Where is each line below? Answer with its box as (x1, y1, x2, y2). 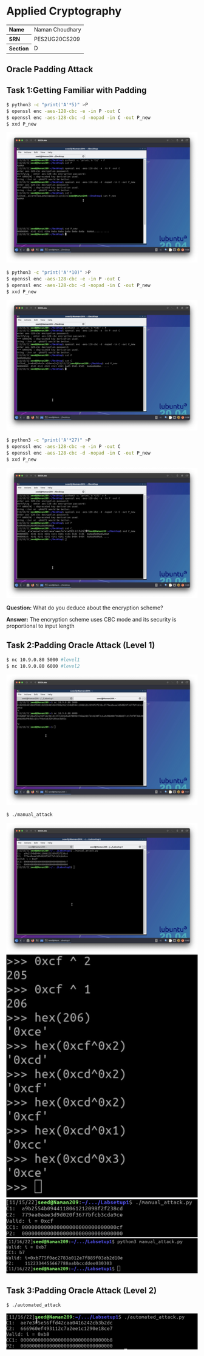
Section (8, 45, 29, 52)
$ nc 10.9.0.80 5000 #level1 (6, 657, 80, 663)
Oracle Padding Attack (6, 64, 93, 75)
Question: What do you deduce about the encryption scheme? (6, 604, 163, 611)
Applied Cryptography (6, 4, 121, 18)
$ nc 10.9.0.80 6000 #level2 (6, 663, 80, 669)
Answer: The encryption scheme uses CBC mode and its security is (6, 616, 177, 623)
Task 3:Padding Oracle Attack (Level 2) (6, 1285, 157, 1295)
